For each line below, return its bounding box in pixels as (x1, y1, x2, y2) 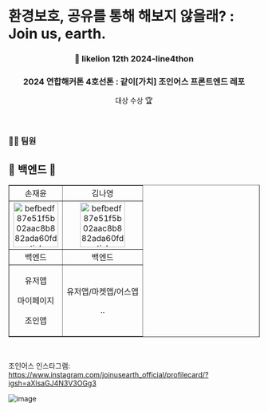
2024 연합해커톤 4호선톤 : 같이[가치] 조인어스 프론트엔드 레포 (22, 77, 246, 88)
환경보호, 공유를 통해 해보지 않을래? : (8, 7, 235, 26)
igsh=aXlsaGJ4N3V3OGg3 (8, 378, 97, 388)
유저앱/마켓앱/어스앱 (66, 287, 140, 298)
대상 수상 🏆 (115, 96, 153, 105)
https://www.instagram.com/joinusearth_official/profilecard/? (8, 370, 209, 380)
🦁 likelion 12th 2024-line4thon (74, 53, 194, 65)
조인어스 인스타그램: (8, 361, 70, 371)
